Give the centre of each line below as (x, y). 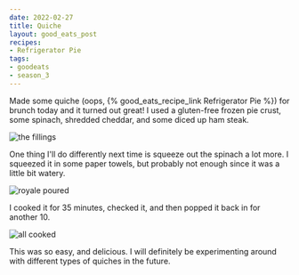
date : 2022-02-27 (41, 17)
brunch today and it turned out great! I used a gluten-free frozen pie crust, (145, 110)
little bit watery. (37, 173)
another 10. (30, 217)
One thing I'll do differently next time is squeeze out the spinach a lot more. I (149, 154)
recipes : (25, 42)
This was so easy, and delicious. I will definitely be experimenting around (143, 251)
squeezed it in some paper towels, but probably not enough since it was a (145, 163)
